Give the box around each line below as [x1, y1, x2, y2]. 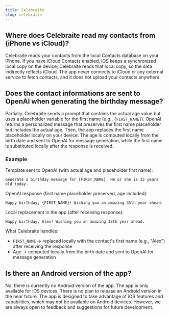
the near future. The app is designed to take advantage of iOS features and [5, 294, 163, 300]
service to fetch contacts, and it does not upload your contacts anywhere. [5, 74, 161, 81]
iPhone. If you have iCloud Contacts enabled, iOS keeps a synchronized [5, 58, 157, 64]
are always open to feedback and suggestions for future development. [5, 304, 154, 310]
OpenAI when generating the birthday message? [5, 97, 163, 106]
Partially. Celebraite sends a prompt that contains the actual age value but [5, 111, 161, 117]
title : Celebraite [5, 7, 44, 13]
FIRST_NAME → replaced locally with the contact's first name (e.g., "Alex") [12, 238, 165, 244]
